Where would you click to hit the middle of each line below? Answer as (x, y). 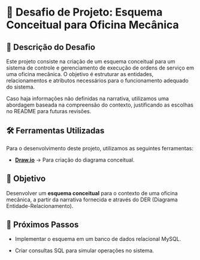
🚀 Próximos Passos (43, 225)
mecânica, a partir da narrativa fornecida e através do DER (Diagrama (92, 199)
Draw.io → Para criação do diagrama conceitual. (75, 160)
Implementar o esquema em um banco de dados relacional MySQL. (98, 239)
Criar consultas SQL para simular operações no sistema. (84, 250)
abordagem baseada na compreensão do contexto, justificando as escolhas (100, 105)
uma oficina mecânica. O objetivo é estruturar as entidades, (80, 74)
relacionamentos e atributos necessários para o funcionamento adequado (97, 81)
